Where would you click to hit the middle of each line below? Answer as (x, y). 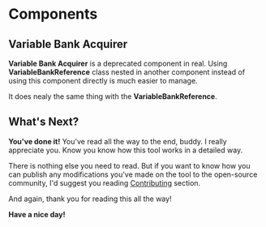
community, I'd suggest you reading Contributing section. (105, 182)
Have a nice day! (37, 214)
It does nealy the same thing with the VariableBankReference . (113, 96)
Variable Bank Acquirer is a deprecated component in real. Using (118, 63)
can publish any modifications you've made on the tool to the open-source (133, 174)
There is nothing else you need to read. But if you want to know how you (130, 165)
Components (53, 14)
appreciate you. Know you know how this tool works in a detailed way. (126, 150)
